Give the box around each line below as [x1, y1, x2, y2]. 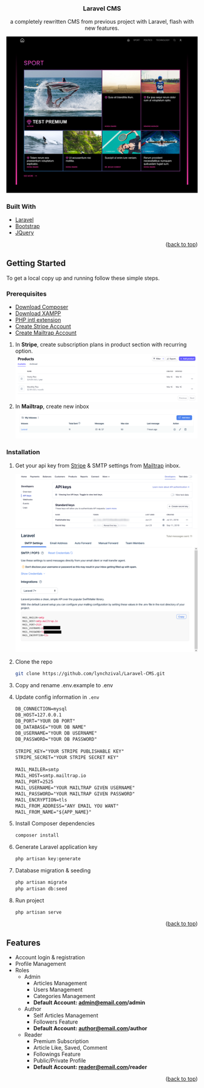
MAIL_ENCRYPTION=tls [15, 797, 67, 803]
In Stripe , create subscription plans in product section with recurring [15, 341, 187, 348]
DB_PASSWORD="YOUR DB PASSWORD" [15, 736, 97, 743]
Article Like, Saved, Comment [33, 1044, 107, 1052]
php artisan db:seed [15, 885, 67, 892]
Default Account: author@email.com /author [33, 1025, 148, 1032]
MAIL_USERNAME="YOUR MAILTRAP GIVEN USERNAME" [15, 785, 135, 791]
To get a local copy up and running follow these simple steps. [6, 274, 160, 282]
